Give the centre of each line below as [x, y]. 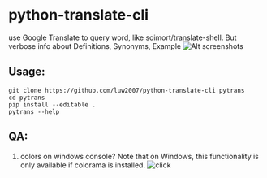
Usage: [27, 72]
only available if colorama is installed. [83, 165]
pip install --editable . [52, 104]
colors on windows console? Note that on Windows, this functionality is [140, 156]
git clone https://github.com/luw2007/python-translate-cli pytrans [127, 90]
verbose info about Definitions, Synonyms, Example [95, 46]
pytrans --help [34, 111]
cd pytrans [27, 98]
